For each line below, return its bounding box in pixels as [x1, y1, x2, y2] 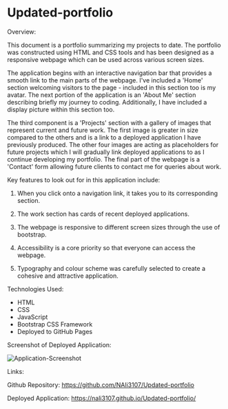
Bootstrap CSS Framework [17, 320, 93, 328]
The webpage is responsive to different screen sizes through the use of [17, 223, 220, 231]
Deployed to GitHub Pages [17, 327, 93, 335]
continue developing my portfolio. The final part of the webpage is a [7, 155, 200, 163]
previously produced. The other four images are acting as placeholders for [7, 140, 219, 148]
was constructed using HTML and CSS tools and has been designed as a [7, 48, 214, 56]
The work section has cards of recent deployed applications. [17, 210, 190, 218]
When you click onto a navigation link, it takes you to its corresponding [17, 189, 218, 197]
